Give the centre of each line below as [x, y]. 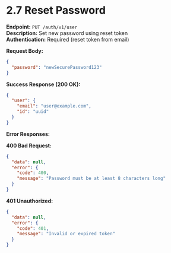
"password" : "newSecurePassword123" [57, 67]
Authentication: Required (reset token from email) [68, 39]
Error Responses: [28, 134]
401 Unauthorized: [30, 201]
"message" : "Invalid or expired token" [66, 234]
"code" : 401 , [33, 228]
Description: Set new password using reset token [67, 33]
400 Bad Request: [29, 146]
